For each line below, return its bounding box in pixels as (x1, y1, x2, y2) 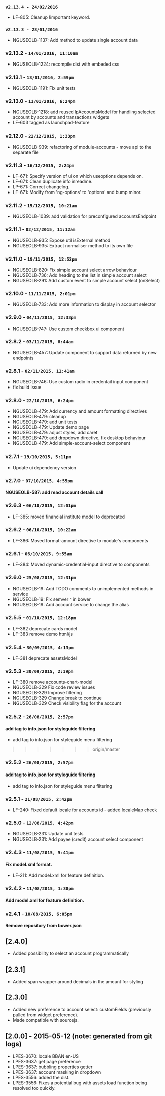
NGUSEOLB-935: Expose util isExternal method (12, 237, 111, 243)
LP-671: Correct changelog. (12, 184, 70, 190)
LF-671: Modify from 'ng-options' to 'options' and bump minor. (12, 189, 142, 196)
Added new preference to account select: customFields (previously (12, 1006, 151, 1012)
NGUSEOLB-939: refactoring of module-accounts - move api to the (12, 144, 152, 150)
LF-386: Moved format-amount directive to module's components (12, 537, 149, 543)
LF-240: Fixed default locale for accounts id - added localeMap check (12, 807, 157, 813)
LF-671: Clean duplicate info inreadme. (12, 178, 93, 185)
